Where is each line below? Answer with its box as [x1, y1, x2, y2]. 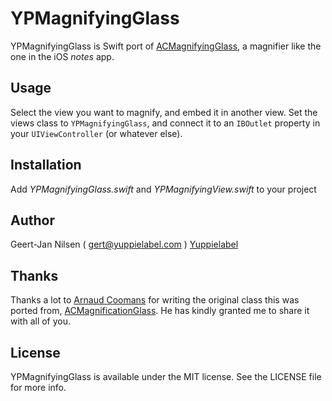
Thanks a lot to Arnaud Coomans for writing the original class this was [10, 294, 300, 306]
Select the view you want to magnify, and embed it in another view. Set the [10, 106, 318, 118]
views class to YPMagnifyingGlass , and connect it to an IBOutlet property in [10, 117, 321, 129]
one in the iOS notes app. [10, 50, 115, 62]
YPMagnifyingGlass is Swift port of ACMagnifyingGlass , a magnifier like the [10, 40, 322, 52]
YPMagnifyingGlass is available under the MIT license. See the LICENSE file [10, 371, 322, 382]
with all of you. [10, 315, 72, 327]
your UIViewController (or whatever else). [10, 127, 183, 139]
